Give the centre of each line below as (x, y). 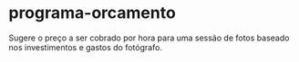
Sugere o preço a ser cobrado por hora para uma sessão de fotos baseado (149, 38)
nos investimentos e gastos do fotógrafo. (86, 47)
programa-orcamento (93, 13)
